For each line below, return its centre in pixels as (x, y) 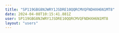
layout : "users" (22, 23)
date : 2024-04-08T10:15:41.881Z (38, 14)
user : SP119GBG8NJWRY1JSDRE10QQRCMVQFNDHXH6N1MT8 (57, 18)
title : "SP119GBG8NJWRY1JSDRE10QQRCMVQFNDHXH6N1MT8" (60, 9)
